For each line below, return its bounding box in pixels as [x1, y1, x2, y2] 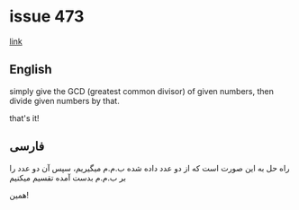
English [9, 62, 52, 77]
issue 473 [9, 6, 85, 27]
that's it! [9, 112, 40, 123]
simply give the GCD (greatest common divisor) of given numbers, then [9, 85, 275, 96]
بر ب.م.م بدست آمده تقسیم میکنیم [9, 172, 126, 183]
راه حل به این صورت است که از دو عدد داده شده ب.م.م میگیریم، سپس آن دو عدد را [9, 162, 290, 173]
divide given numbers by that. [9, 95, 120, 106]
